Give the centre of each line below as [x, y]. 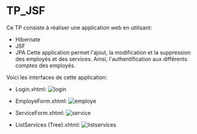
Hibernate [28, 39]
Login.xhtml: [31, 89]
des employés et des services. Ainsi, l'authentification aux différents [101, 59]
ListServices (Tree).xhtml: [48, 125]
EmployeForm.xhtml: [41, 101]
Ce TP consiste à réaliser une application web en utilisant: [79, 28]
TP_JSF [26, 11]
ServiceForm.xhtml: [40, 113]
